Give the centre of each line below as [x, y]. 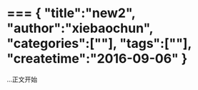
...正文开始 [22, 79]
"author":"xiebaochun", [80, 28]
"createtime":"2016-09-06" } [97, 59]
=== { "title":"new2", [71, 13]
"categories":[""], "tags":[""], [99, 44]
